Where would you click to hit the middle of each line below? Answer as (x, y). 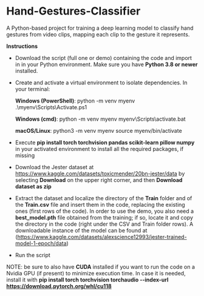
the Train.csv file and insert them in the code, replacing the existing (100, 204)
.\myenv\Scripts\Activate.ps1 (51, 107)
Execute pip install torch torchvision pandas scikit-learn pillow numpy (105, 142)
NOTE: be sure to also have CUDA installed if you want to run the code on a (101, 267)
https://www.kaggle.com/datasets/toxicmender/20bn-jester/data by (100, 173)
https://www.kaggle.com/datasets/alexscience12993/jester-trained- (102, 237)
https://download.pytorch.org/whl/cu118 (59, 286)
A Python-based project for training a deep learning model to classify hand (100, 28)
